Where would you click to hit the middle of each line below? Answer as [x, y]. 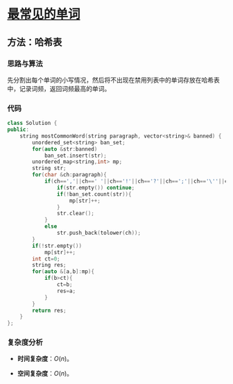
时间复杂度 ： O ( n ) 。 [45, 359]
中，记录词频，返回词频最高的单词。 [59, 88]
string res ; [50, 265]
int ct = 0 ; [46, 259]
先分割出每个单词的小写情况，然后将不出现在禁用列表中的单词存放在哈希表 [113, 80]
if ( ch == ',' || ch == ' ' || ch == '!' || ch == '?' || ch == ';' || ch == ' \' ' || [135, 181]
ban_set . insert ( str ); [76, 156]
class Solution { [32, 123]
